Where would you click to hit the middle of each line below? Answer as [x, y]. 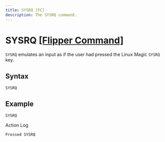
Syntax [17, 76]
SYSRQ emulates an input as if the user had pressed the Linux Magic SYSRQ [83, 55]
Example [20, 104]
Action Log [17, 125]
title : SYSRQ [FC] [25, 10]
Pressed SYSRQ [21, 135]
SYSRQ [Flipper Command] [65, 40]
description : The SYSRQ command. [41, 15]
